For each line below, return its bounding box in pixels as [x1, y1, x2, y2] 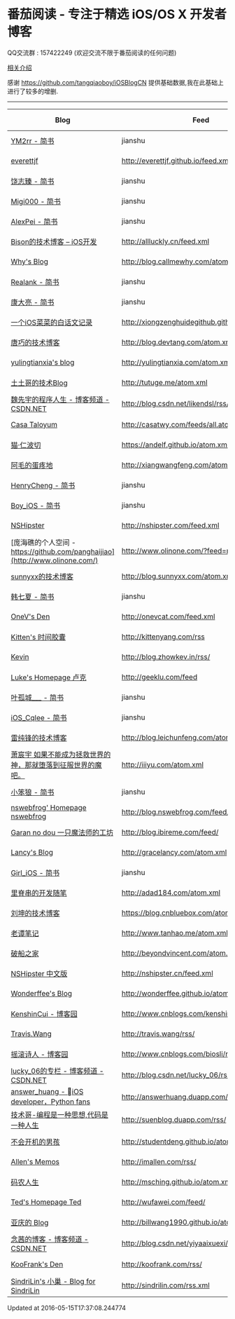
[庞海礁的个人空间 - [10, 537, 76, 547]
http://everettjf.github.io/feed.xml [121, 156, 231, 165]
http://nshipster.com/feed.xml [121, 520, 220, 530]
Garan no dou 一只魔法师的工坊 [10, 827, 114, 837]
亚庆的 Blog [10, 1217, 49, 1227]
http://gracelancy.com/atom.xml [121, 847, 227, 857]
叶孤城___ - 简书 [10, 692, 64, 702]
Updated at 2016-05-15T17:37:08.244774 [7, 1304, 126, 1312]
